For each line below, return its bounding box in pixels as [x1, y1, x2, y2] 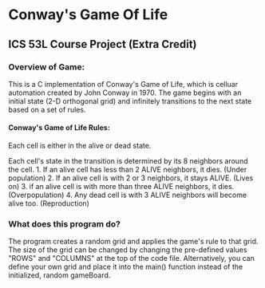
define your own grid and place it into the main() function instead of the [8, 262, 243, 272]
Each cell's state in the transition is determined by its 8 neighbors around [8, 156, 248, 166]
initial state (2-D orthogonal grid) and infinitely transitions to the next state [8, 96, 252, 105]
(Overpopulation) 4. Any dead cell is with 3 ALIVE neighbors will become [8, 190, 247, 200]
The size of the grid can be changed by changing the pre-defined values [8, 245, 247, 254]
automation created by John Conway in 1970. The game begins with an [8, 88, 242, 97]
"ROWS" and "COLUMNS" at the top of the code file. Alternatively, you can [8, 254, 255, 263]
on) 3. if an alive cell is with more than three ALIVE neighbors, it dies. [8, 182, 235, 191]
